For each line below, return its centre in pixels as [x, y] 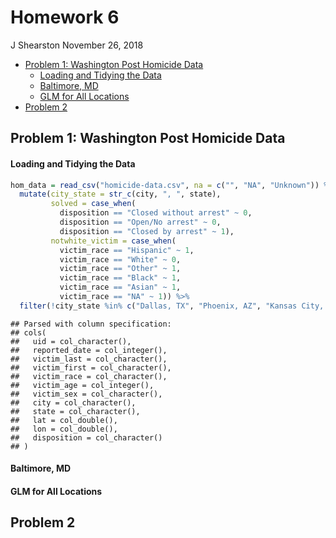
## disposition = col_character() [86, 437]
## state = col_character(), [75, 411]
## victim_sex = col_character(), [86, 394]
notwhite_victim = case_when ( [113, 241]
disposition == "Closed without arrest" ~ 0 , [156, 213]
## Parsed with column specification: [91, 324]
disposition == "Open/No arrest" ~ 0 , [140, 222]
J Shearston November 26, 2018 [77, 45]
